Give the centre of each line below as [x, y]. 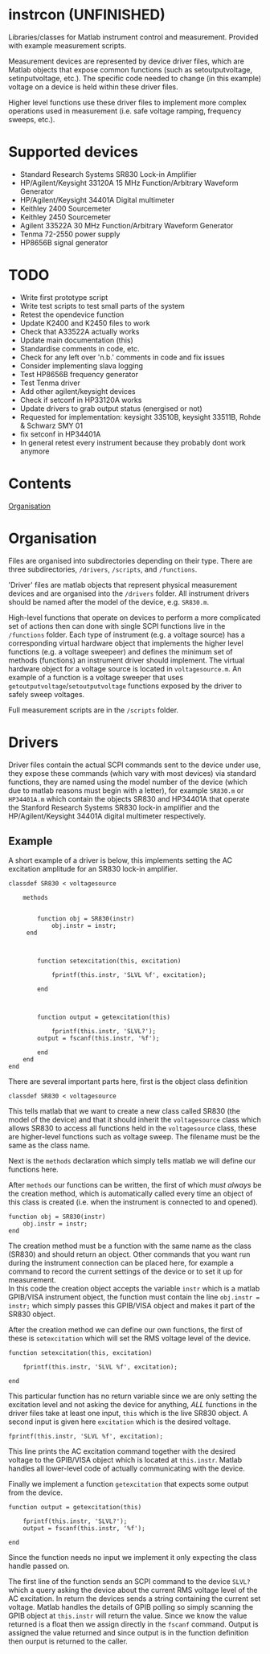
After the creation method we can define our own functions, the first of [125, 1330]
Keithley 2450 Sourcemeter [65, 217]
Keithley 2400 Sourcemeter [65, 208]
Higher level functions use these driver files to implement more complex [127, 102]
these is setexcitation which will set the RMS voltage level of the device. [130, 1338]
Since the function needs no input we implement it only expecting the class [133, 1558]
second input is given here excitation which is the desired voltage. [120, 1422]
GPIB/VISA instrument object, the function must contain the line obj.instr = [134, 1297]
